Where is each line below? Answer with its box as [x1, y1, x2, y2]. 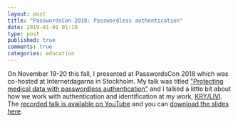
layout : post [7, 10, 46, 18]
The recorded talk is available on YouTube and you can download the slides [7, 99, 229, 108]
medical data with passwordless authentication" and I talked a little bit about [7, 84, 232, 93]
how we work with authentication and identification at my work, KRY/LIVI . [7, 91, 223, 100]
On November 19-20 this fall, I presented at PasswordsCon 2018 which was [7, 69, 229, 78]
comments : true [7, 43, 53, 50]
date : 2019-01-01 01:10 [7, 23, 78, 30]
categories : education [7, 50, 75, 57]
